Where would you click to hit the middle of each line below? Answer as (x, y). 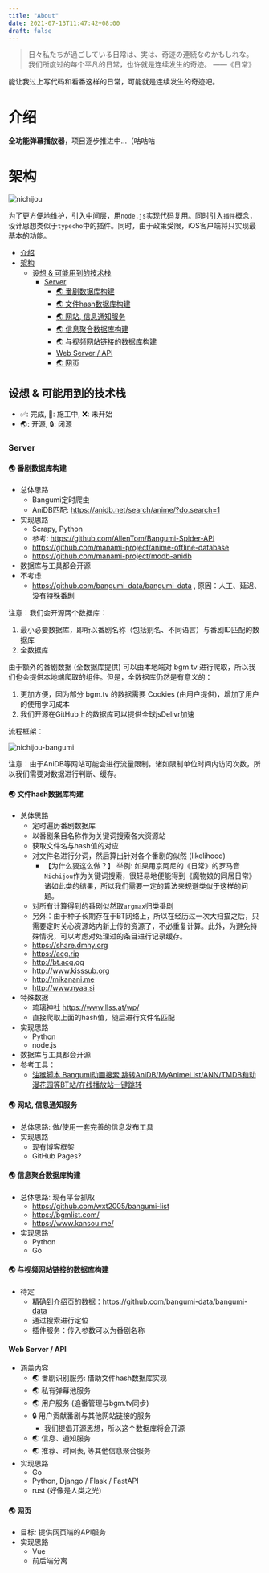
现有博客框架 (53, 1146)
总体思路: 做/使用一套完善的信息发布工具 (87, 1126)
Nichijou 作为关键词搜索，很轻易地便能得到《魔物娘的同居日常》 (150, 876)
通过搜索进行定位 (60, 1320)
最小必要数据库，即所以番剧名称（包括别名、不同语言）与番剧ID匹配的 (136, 630)
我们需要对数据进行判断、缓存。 (68, 774)
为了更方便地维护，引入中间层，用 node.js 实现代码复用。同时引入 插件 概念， (132, 216)
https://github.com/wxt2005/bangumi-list (101, 1206)
